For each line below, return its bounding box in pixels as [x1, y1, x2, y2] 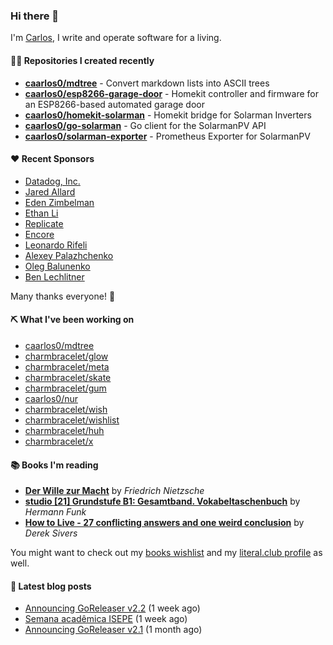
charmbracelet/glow [24, 350, 109, 362]
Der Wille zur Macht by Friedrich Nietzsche [24, 485, 205, 497]
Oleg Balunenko [24, 260, 91, 272]
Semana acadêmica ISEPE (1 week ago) [24, 613, 188, 625]
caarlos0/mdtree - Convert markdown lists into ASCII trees [24, 77, 270, 89]
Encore [24, 228, 55, 240]
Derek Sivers [24, 527, 78, 539]
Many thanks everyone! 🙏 [10, 290, 116, 302]
